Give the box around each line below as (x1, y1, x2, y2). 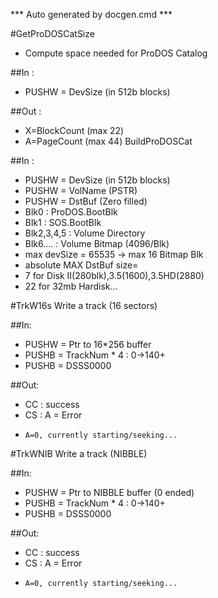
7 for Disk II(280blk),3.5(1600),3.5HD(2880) (24, 270, 205, 281)
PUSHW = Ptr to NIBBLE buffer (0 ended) (24, 487, 195, 498)
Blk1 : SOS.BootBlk (24, 217, 102, 228)
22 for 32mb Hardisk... (24, 280, 118, 292)
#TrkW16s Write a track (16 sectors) (10, 300, 158, 311)
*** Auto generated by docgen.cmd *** (10, 9, 173, 20)
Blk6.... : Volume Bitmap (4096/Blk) (24, 238, 170, 249)
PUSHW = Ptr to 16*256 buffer (24, 339, 152, 350)
